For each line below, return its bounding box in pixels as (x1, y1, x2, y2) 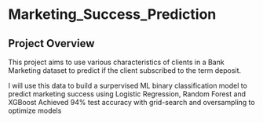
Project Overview (8, 37, 95, 50)
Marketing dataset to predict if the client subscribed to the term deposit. (8, 66, 242, 75)
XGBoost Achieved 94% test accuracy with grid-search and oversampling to (8, 98, 255, 107)
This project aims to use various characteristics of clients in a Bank (8, 57, 225, 67)
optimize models (8, 106, 62, 115)
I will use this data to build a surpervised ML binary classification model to (8, 81, 247, 90)
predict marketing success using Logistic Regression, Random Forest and (8, 89, 246, 99)
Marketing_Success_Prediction (8, 5, 217, 24)
